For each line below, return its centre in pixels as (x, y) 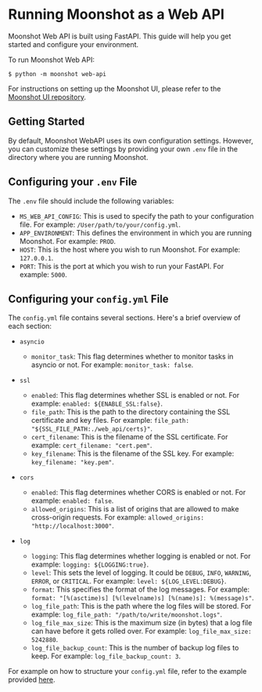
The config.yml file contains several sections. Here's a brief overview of (124, 318)
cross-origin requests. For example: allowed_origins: (118, 517)
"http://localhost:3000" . (73, 526)
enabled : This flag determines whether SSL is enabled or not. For (135, 395)
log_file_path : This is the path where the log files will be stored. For (141, 606)
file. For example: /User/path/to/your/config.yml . (100, 224)
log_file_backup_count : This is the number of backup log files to (135, 648)
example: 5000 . (43, 274)
